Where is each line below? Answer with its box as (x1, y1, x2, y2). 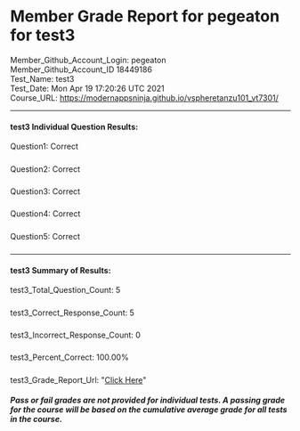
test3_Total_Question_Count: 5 (10, 285, 121, 296)
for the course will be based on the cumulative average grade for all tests (10, 404, 288, 415)
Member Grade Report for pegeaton (10, 6, 280, 27)
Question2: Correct (10, 163, 81, 175)
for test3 (10, 25, 76, 45)
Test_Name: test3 (10, 73, 75, 84)
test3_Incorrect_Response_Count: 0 (10, 329, 142, 340)
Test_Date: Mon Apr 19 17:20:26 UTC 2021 (10, 83, 166, 94)
